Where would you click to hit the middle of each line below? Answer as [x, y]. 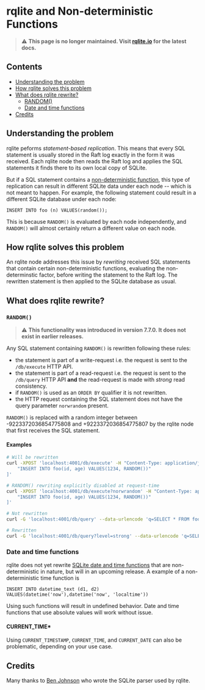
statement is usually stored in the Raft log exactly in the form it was [91, 155]
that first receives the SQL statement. [53, 431]
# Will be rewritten [33, 458]
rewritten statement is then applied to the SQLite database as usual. [92, 281]
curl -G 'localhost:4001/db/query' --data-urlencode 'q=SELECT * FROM [98, 519]
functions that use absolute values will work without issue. [80, 612]
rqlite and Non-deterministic [80, 11]
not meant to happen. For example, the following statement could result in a [101, 192]
